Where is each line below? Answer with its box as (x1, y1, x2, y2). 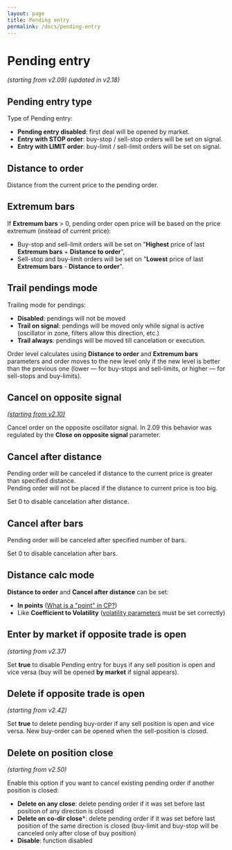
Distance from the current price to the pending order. (7, 181, 159, 189)
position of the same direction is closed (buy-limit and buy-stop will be (17, 822, 219, 830)
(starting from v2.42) (7, 706, 67, 714)
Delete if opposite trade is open (7, 688, 145, 700)
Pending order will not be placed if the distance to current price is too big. (7, 484, 218, 493)
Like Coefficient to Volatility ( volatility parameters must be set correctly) (17, 608, 226, 617)
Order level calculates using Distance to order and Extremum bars (7, 349, 199, 357)
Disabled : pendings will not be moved (17, 314, 126, 322)
